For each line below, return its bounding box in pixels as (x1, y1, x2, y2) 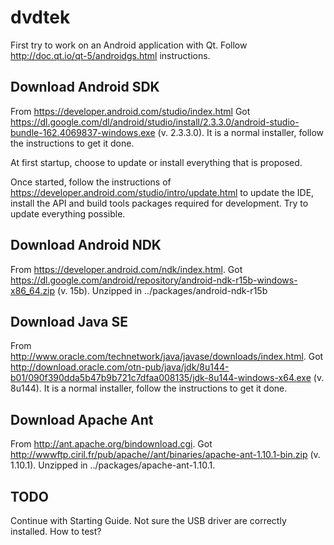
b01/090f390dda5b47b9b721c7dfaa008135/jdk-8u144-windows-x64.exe (10, 372, 312, 384)
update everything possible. (10, 207, 126, 220)
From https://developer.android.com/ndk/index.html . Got (10, 263, 243, 275)
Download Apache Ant (10, 411, 154, 428)
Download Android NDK (10, 237, 162, 254)
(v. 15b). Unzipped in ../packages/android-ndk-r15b (57, 284, 268, 296)
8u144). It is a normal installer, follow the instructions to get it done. (10, 382, 288, 395)
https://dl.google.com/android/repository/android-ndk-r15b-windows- (10, 274, 298, 286)
